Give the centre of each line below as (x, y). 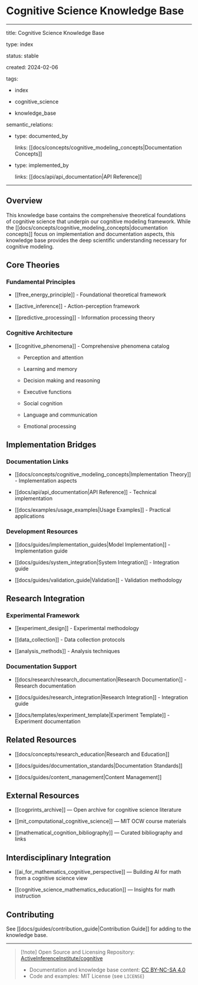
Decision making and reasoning (62, 380)
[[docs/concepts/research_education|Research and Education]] (92, 754)
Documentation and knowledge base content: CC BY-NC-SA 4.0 (107, 970)
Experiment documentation (47, 721)
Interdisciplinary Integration (59, 858)
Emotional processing (50, 426)
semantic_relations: (30, 124)
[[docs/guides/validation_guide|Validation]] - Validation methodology (98, 580)
